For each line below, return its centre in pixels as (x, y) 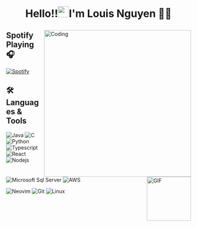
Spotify (20, 35)
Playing (20, 44)
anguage (23, 103)
